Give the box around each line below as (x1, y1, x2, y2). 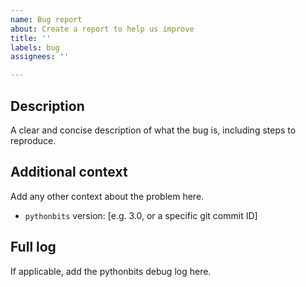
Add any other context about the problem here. (10, 190, 205, 202)
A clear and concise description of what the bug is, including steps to (10, 124, 297, 136)
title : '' (10, 33, 52, 43)
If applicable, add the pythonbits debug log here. (10, 265, 212, 277)
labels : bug (10, 42, 60, 53)
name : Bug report (10, 14, 83, 25)
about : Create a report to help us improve (10, 24, 195, 34)
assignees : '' (10, 52, 70, 62)
